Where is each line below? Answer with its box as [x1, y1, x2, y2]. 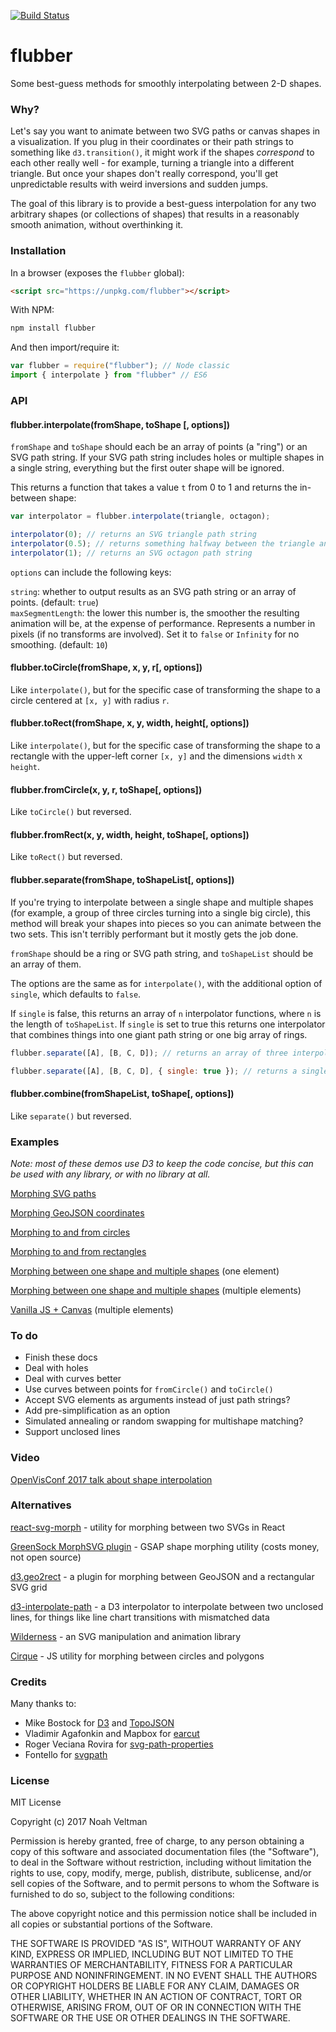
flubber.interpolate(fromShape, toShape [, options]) [10, 418, 231, 430]
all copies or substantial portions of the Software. [10, 1918, 213, 1930]
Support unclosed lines [24, 1426, 121, 1438]
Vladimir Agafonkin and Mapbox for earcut [24, 1728, 200, 1740]
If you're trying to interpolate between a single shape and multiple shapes [10, 896, 314, 908]
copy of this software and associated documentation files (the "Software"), [10, 1846, 320, 1858]
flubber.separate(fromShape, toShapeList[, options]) [10, 874, 235, 886]
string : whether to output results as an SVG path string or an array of [10, 585, 297, 597]
